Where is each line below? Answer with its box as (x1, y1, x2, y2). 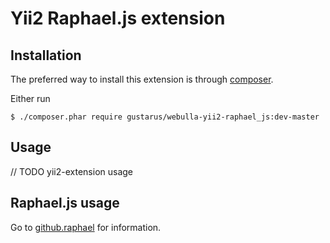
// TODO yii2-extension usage (10, 165, 134, 177)
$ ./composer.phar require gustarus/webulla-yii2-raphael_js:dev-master (10, 112, 320, 122)
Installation (10, 47, 82, 64)
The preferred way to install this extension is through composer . (10, 73, 274, 85)
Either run (10, 93, 51, 104)
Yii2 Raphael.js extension (10, 7, 226, 30)
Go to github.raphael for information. (10, 221, 162, 233)
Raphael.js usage (10, 195, 120, 212)
